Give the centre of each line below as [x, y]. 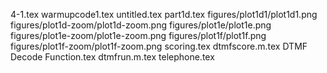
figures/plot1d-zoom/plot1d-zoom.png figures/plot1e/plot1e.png [141, 25]
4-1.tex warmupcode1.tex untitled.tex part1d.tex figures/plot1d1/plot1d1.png [164, 14]
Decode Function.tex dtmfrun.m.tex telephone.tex [112, 57]
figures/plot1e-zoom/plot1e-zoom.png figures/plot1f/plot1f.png [138, 35]
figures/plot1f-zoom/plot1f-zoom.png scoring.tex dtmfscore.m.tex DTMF [159, 46]
